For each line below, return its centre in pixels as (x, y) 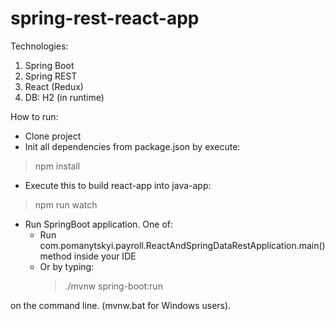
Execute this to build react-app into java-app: (118, 185)
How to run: (34, 116)
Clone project (53, 136)
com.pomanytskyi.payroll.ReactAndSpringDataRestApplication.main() (182, 245)
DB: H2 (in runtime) (64, 97)
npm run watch (66, 204)
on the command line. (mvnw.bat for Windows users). (121, 305)
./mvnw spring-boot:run (113, 286)
